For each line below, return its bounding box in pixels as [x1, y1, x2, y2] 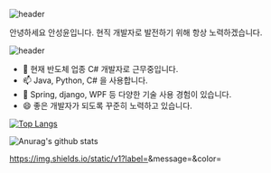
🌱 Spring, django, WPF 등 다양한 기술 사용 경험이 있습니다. [22, 89, 232, 99]
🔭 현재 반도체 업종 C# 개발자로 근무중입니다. [22, 64, 179, 74]
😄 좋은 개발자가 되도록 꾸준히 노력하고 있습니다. [22, 100, 192, 111]
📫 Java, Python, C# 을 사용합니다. [22, 75, 148, 86]
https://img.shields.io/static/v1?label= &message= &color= [9, 153, 222, 164]
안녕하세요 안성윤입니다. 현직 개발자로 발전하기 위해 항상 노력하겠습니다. [9, 27, 263, 38]
